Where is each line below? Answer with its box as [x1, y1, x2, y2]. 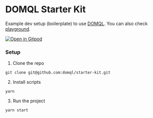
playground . [5, 26, 31, 32]
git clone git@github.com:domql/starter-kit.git [5, 70, 111, 75]
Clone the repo [12, 60, 44, 66]
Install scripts [12, 79, 41, 85]
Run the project [12, 98, 45, 104]
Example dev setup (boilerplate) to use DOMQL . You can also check [5, 20, 148, 27]
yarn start [5, 108, 29, 113]
